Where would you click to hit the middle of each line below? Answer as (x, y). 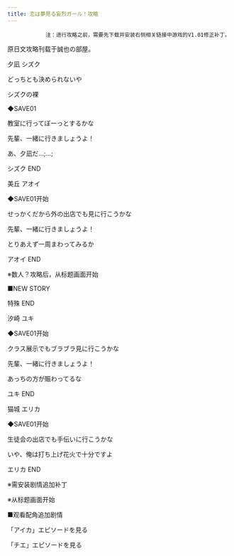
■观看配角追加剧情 (35, 514)
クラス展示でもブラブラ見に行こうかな (63, 348)
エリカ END (24, 469)
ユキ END (21, 394)
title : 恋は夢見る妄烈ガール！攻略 (53, 14)
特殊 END (21, 303)
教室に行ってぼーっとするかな (51, 123)
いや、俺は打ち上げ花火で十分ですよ (60, 454)
